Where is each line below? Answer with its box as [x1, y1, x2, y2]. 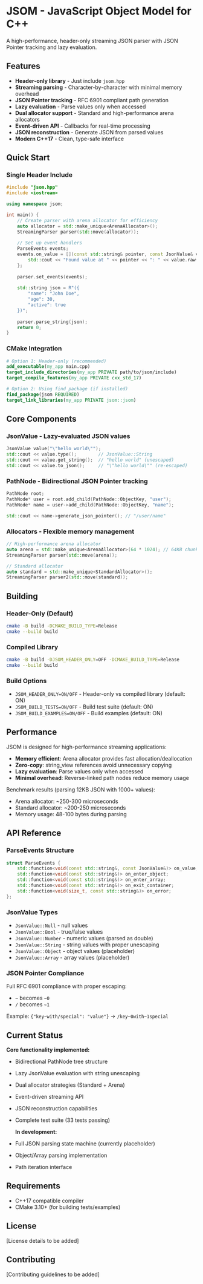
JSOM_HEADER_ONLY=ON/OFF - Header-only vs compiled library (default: [14, 690, 185, 698]
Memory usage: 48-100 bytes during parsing [14, 810, 127, 817]
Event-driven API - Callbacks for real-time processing [14, 122, 150, 129]
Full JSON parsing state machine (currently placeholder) [14, 1140, 155, 1147]
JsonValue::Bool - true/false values [14, 928, 103, 935]
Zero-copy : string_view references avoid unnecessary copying [14, 761, 172, 768]
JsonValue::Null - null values [14, 922, 88, 929]
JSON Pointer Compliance [6, 969, 85, 977]
